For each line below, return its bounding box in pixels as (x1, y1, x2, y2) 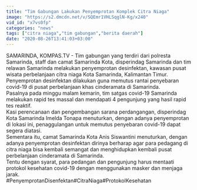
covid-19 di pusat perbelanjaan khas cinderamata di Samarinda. (6, 84, 161, 90)
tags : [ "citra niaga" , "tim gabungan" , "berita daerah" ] (6, 31, 143, 36)
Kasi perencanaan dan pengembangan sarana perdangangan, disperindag (6, 108, 186, 115)
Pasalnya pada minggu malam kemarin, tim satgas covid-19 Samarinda (6, 89, 178, 96)
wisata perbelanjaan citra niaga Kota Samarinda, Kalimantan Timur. (6, 71, 168, 78)
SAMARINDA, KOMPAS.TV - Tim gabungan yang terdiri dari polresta (6, 52, 171, 59)
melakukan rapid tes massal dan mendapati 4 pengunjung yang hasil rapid (6, 96, 186, 103)
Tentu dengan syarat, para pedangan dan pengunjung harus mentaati (6, 158, 175, 165)
